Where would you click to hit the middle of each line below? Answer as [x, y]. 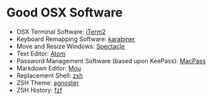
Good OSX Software [65, 13]
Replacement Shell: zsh [49, 75]
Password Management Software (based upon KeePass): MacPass [111, 60]
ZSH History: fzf [39, 90]
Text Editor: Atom [41, 54]
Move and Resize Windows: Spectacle [70, 46]
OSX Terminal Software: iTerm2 [61, 32]
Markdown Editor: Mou [49, 68]
